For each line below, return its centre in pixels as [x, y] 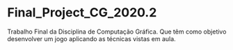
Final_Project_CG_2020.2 [82, 13]
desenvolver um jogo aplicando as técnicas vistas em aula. [91, 38]
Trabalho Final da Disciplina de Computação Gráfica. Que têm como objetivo [117, 32]
